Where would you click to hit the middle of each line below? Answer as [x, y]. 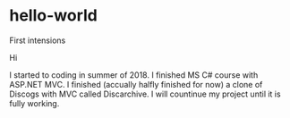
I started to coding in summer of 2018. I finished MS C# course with [134, 75]
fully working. [34, 103]
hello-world [54, 16]
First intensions [38, 40]
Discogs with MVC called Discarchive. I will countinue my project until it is [145, 94]
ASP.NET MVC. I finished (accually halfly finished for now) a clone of [136, 84]
